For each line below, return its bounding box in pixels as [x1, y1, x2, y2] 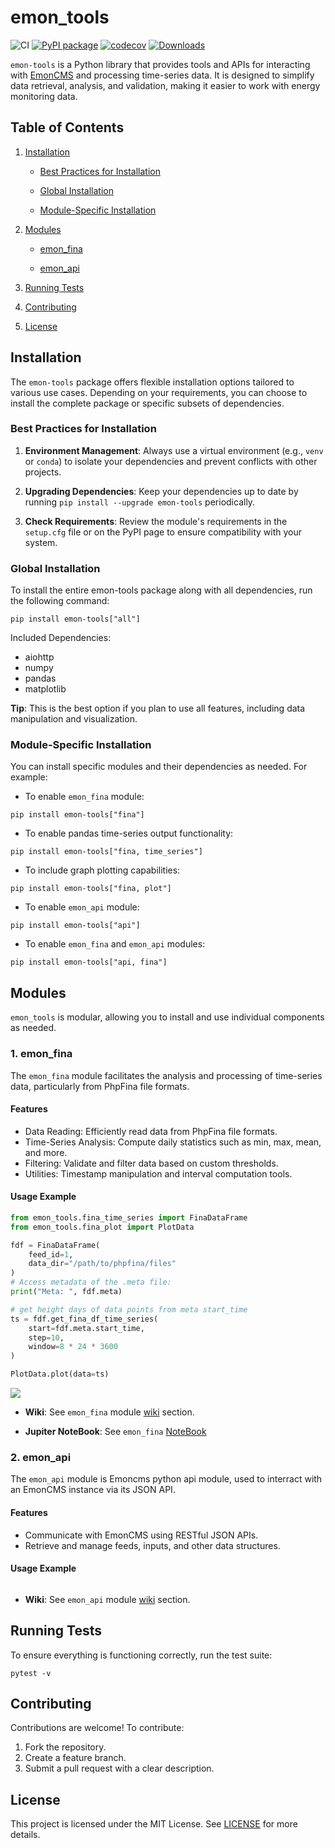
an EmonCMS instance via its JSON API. [10, 1484, 176, 1496]
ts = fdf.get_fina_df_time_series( [10, 1314, 159, 1324]
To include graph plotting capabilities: [24, 864, 181, 876]
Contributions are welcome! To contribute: [10, 1722, 185, 1734]
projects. [24, 466, 62, 478]
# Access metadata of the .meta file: [10, 1277, 172, 1288]
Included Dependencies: [10, 632, 112, 644]
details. [10, 1829, 41, 1841]
